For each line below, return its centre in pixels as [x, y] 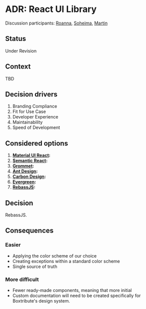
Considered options [37, 143]
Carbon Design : [29, 176]
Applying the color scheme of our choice [54, 255]
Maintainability [27, 122]
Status [16, 39]
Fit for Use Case [29, 111]
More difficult [22, 279]
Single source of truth [35, 266]
